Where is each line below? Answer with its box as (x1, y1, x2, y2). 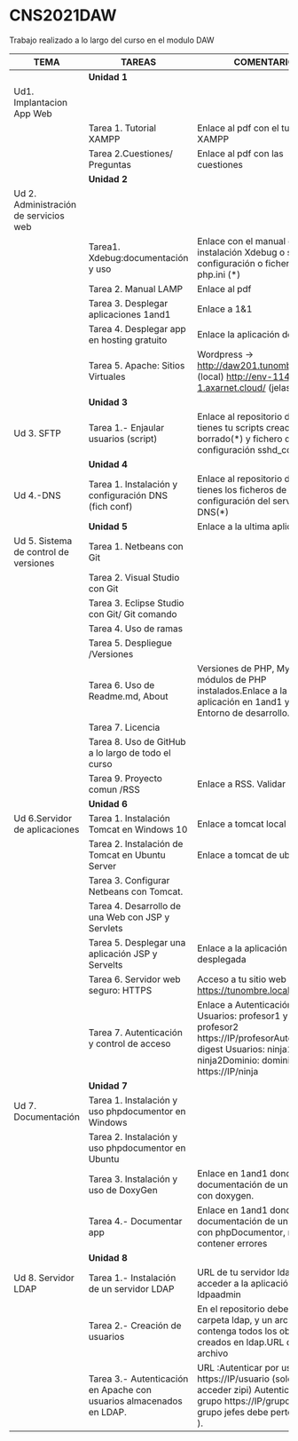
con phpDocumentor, (197, 1226, 286, 1239)
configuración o (197, 257, 263, 269)
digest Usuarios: (197, 1042, 265, 1055)
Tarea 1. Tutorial (88, 122, 157, 134)
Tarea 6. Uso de (88, 678, 155, 691)
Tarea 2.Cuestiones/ (88, 147, 173, 160)
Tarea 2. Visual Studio (88, 571, 180, 583)
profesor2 (197, 1020, 239, 1033)
